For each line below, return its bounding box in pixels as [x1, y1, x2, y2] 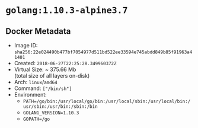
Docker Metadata [5, 26, 71, 36]
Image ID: [14, 42, 38, 49]
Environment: [14, 91, 47, 98]
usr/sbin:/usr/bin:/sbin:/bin [23, 104, 98, 110]
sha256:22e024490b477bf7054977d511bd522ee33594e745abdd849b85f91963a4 [14, 49, 193, 55]
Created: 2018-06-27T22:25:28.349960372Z [14, 60, 117, 66]
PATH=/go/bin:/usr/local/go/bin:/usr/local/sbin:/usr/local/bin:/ [23, 98, 191, 104]
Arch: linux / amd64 [14, 79, 58, 85]
